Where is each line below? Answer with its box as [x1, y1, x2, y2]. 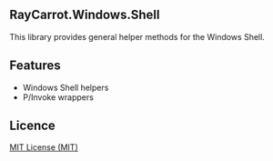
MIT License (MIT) [9, 142, 79, 153]
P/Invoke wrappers [22, 91, 94, 103]
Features [9, 58, 61, 74]
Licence [9, 118, 56, 134]
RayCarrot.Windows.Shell [9, 7, 160, 23]
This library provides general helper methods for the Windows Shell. [9, 31, 266, 42]
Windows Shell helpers [22, 82, 109, 93]
